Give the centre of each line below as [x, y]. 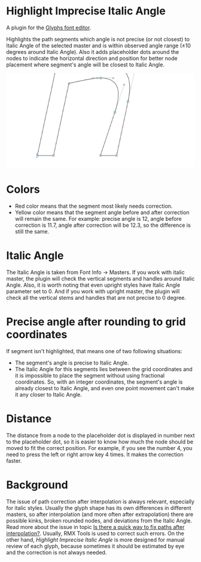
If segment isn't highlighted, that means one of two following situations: [94, 351]
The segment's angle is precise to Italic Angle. [72, 363]
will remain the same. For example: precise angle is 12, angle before [98, 218]
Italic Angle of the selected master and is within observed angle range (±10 [99, 45]
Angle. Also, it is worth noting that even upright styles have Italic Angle [93, 285]
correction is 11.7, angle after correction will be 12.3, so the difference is [103, 225]
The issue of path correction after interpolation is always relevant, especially [100, 502]
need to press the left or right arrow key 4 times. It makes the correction [95, 454]
